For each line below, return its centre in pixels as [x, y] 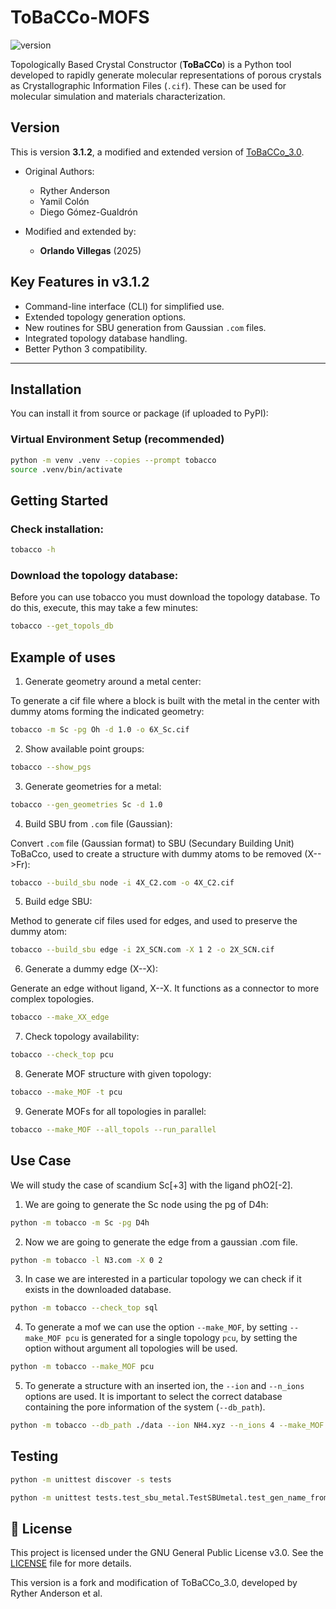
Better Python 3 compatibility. [86, 348]
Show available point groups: [84, 748]
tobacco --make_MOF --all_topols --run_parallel [113, 1129]
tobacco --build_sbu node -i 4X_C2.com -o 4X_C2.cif [122, 882]
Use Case [41, 1161]
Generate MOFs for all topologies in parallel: [115, 1111]
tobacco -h [33, 550]
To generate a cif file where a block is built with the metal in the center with [165, 700]
